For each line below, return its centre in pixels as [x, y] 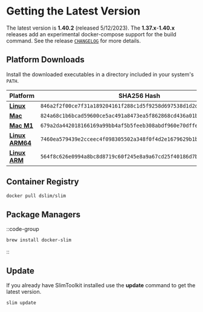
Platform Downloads [45, 60]
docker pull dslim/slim [36, 196]
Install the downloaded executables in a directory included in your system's [100, 74]
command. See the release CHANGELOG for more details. [74, 41]
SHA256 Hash [140, 96]
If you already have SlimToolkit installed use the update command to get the [101, 285]
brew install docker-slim [39, 240]
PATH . [13, 80]
